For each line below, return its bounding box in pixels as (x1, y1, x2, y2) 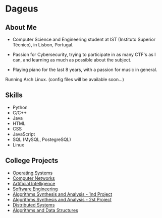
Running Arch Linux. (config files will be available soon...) (5, 77, 125, 82)
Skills (5, 91, 23, 100)
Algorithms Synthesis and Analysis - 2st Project (12, 196, 112, 202)
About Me (5, 23, 37, 32)
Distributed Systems (12, 202, 55, 208)
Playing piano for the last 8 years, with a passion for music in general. (12, 66, 157, 72)
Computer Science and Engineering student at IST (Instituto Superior (12, 36, 156, 42)
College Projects (5, 157, 59, 165)
